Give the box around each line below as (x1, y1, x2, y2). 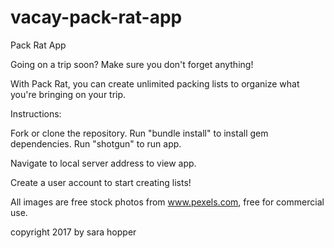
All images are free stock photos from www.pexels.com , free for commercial (10, 196, 325, 208)
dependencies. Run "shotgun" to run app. (10, 137, 182, 150)
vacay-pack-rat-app (10, 6, 183, 29)
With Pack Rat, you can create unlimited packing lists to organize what (10, 77, 300, 90)
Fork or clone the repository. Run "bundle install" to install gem (10, 127, 269, 139)
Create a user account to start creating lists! (10, 176, 192, 188)
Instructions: (10, 107, 62, 120)
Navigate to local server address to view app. (10, 157, 197, 169)
